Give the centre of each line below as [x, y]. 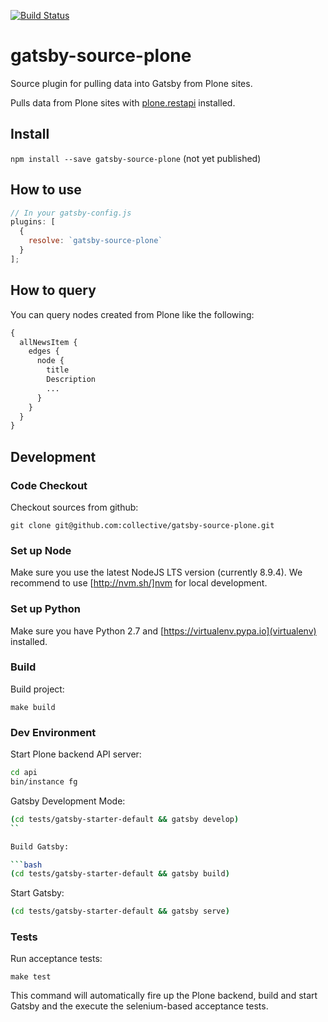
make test [31, 977]
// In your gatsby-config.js [71, 213]
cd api [24, 773]
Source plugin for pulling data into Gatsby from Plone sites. [131, 83]
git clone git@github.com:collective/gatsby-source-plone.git [142, 525]
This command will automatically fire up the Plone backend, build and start [164, 996]
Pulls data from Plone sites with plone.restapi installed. [123, 102]
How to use [46, 190]
